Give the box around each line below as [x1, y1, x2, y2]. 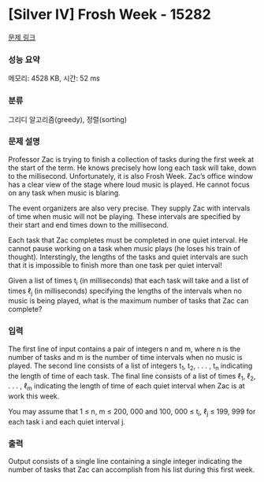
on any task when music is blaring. [8, 187, 121, 198]
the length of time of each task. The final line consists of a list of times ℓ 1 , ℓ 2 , [8, 371, 256, 383]
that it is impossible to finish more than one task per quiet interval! [8, 260, 223, 269]
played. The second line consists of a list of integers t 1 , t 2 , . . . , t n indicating [8, 361, 253, 372]
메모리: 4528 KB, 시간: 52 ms [8, 73, 100, 83]
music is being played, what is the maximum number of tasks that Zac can [8, 296, 249, 306]
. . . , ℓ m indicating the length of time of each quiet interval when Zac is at [8, 381, 246, 393]
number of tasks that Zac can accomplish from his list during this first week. [8, 465, 255, 474]
